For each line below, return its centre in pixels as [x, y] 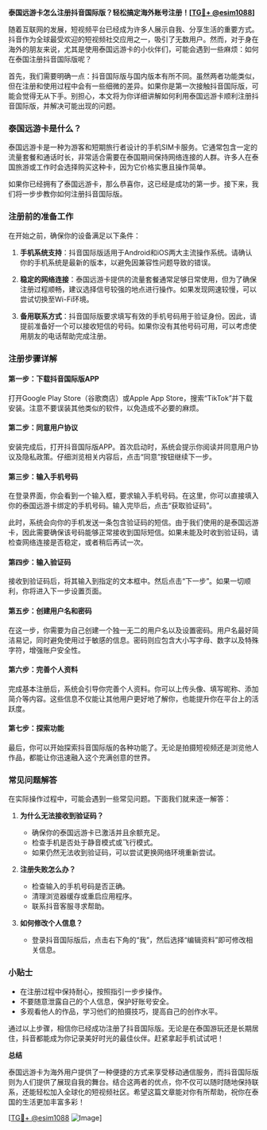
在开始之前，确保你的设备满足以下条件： [74, 235]
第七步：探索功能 [36, 728]
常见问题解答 [33, 780]
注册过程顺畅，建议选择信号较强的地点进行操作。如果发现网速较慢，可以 [138, 289]
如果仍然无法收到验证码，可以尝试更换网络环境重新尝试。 [126, 852]
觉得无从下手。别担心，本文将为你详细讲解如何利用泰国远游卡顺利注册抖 [140, 96]
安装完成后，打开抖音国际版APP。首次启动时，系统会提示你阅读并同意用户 [130, 447]
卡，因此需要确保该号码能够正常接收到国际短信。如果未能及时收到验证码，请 [133, 533]
